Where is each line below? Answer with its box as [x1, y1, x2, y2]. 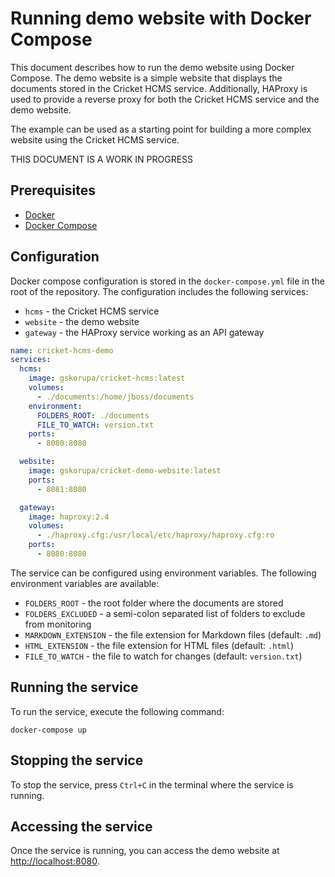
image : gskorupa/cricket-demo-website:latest [28, 466, 222, 476]
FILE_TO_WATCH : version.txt [36, 420, 155, 430]
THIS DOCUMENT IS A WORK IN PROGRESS [10, 153, 194, 165]
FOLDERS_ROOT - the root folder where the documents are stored [24, 597, 284, 609]
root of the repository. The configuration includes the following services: [10, 285, 309, 297]
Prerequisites [10, 182, 96, 199]
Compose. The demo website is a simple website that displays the [10, 72, 283, 84]
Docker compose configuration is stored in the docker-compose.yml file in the [10, 275, 325, 287]
